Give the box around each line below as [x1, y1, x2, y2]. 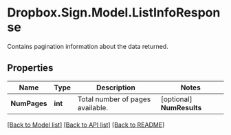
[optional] [160, 94, 192, 104]
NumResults [160, 103, 202, 112]
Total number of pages [77, 94, 151, 104]
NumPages [10, 98, 47, 108]
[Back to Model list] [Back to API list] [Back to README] [7, 121, 165, 129]
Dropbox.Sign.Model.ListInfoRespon [7, 5, 221, 21]
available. [77, 103, 109, 112]
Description [96, 83, 135, 92]
